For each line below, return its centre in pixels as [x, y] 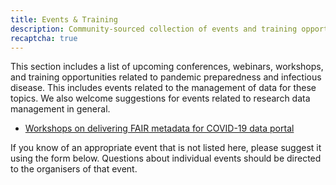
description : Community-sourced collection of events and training [154, 29]
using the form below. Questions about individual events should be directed [166, 158]
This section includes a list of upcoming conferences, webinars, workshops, [167, 67]
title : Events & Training [64, 19]
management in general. [60, 109]
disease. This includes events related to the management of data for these [163, 88]
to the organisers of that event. [74, 169]
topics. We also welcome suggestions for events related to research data [160, 98]
